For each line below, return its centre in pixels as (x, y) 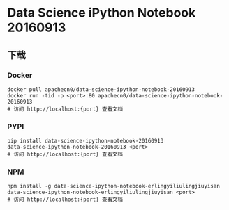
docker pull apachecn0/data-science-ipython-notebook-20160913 (101, 89)
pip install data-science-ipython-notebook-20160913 (86, 141)
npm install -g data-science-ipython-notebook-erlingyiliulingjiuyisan (113, 186)
